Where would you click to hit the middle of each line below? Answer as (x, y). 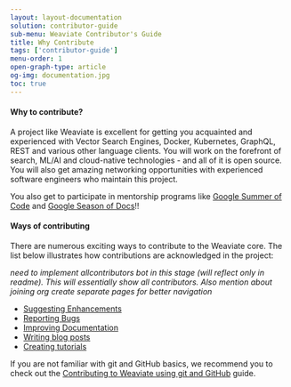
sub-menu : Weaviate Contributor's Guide (86, 34)
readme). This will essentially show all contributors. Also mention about (141, 282)
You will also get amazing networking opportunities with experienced (137, 169)
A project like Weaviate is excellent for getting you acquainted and (131, 132)
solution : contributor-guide (64, 26)
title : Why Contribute (52, 42)
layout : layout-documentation (66, 17)
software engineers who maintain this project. (94, 179)
